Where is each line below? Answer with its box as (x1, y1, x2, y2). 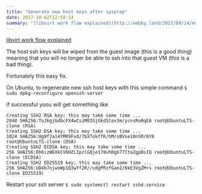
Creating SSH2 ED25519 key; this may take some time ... (6, 160, 152, 166)
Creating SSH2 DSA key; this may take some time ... (6, 129, 141, 135)
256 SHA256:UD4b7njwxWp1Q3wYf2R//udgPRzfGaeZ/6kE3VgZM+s (6, 165, 152, 171)
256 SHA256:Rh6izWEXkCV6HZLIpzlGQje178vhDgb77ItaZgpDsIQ (6, 150, 152, 156)
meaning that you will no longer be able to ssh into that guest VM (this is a (6, 55, 189, 62)
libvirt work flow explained (6, 37, 72, 44)
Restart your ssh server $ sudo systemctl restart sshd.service (6, 181, 165, 188)
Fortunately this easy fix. (6, 73, 67, 80)
